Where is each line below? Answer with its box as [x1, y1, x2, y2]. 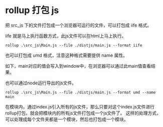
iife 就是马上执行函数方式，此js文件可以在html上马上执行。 [5, 33, 126, 39]
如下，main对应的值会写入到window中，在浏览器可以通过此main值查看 [5, 63, 151, 69]
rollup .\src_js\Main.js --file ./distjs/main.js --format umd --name [5, 90, 156, 95]
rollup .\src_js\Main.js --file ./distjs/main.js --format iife [5, 43, 142, 48]
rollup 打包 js [5, 5, 59, 16]
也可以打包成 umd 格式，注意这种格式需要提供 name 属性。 [5, 52, 128, 58]
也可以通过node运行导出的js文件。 [5, 80, 77, 86]
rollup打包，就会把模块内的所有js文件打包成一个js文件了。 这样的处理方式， [5, 110, 161, 116]
